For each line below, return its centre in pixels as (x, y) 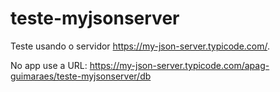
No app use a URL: (49, 65)
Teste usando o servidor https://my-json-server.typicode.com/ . (140, 46)
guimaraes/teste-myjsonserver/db (81, 76)
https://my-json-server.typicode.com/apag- (179, 65)
